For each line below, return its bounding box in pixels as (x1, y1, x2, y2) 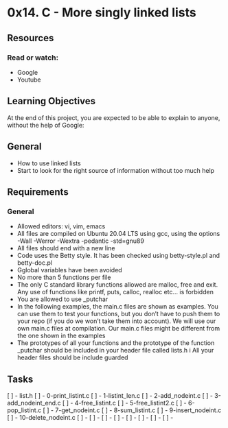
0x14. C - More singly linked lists (7, 5, 197, 21)
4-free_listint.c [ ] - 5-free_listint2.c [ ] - (74, 399, 187, 407)
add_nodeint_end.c (7, 399, 61, 407)
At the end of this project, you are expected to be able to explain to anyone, (7, 113, 220, 121)
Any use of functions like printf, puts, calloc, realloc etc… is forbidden (16, 288, 214, 296)
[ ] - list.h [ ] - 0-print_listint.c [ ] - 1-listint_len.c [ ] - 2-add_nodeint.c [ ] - (7, 392, 213, 399)
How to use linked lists (16, 159, 81, 167)
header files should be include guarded (16, 353, 128, 361)
